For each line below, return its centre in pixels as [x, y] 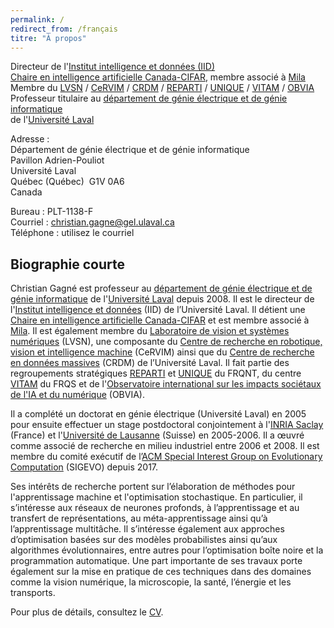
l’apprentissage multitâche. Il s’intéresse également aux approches [147, 529]
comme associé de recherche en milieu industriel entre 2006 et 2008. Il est [165, 446]
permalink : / [37, 19]
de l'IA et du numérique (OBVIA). [78, 395]
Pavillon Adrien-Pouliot [57, 160]
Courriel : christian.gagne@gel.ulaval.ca [92, 222]
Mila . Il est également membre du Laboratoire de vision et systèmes [150, 331]
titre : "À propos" [48, 38]
